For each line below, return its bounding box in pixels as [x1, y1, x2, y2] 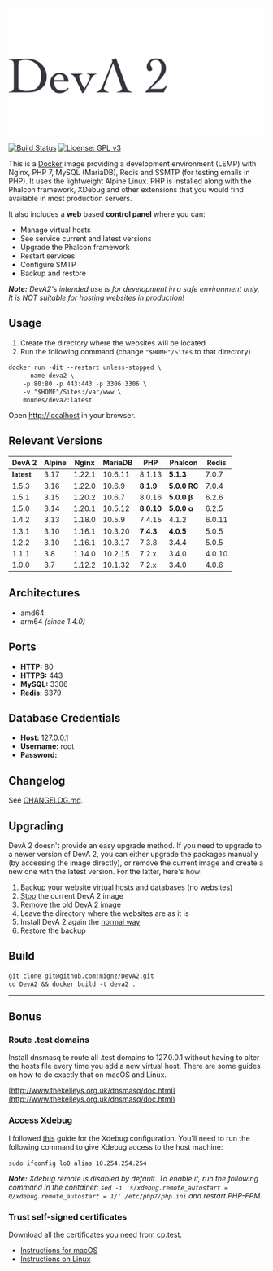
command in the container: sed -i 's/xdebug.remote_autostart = [8, 1182, 229, 1192]
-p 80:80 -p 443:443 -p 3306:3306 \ [23, 380, 148, 388]
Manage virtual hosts [19, 225, 91, 235]
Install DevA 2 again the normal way [19, 917, 141, 926]
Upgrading [8, 819, 63, 833]
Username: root [19, 741, 75, 751]
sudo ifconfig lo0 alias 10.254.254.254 [8, 1159, 148, 1168]
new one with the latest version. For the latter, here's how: [8, 866, 203, 876]
